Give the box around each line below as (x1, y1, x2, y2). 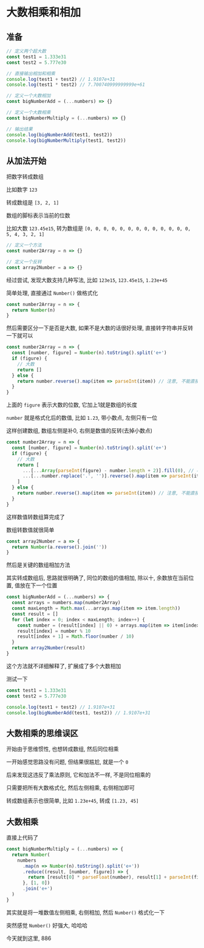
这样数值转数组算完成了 (6, 513, 65, 520)
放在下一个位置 (19, 582, 58, 589)
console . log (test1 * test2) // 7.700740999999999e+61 (6, 82, 146, 88)
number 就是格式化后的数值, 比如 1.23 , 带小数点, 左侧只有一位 (6, 414, 158, 422)
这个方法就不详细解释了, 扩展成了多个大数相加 (6, 662, 121, 669)
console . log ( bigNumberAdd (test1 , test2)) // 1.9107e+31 (6, 709, 151, 716)
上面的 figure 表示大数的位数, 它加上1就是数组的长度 (6, 401, 138, 408)
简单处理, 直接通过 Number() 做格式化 (6, 289, 98, 296)
